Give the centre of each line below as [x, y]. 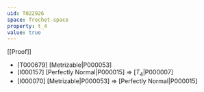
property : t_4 [27, 26]
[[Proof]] [20, 52]
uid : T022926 [26, 13]
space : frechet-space [38, 20]
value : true [24, 32]
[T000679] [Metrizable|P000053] [64, 65]
